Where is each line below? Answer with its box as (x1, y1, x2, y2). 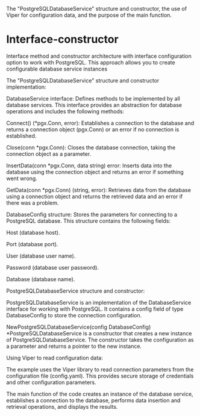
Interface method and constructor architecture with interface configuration (6, 52, 192, 60)
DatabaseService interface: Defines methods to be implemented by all (6, 95, 181, 102)
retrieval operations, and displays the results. (6, 403, 118, 410)
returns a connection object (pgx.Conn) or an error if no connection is (6, 126, 180, 133)
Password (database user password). (6, 264, 99, 271)
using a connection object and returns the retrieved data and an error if (6, 193, 183, 200)
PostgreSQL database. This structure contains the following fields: (6, 217, 170, 225)
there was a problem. (6, 199, 59, 206)
